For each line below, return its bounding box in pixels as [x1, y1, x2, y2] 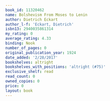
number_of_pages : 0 [5, 45, 47, 50]
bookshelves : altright [5, 60, 53, 65]
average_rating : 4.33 [5, 36, 51, 41]
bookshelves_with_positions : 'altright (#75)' [5, 64, 106, 69]
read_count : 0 [5, 74, 36, 79]
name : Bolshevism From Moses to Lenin [5, 12, 88, 17]
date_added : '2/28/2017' [5, 55, 58, 60]
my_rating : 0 [5, 31, 33, 36]
